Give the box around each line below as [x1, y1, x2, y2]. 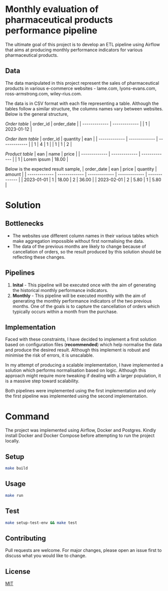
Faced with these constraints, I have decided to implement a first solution [5, 336, 156, 342]
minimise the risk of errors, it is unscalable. [5, 352, 94, 358]
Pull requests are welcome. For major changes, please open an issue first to [5, 547, 162, 553]
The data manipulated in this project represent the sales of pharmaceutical [5, 80, 159, 86]
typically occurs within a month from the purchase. [12, 309, 118, 315]
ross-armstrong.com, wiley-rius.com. [5, 90, 82, 96]
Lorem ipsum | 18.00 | [23, 156, 69, 162]
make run [5, 493, 24, 498]
